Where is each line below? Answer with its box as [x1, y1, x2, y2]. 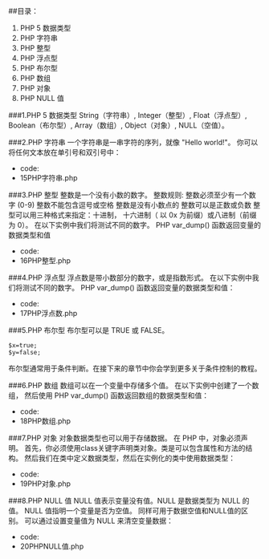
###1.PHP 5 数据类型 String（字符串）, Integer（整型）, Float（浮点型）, [8, 111, 247, 119]
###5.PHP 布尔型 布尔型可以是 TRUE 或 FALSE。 [8, 326, 169, 334]
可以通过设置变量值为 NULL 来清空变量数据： [23, 516, 174, 525]
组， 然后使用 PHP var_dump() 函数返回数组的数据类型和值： [8, 391, 210, 400]
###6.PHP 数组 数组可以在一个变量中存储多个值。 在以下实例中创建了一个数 [8, 381, 259, 390]
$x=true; [8, 342, 38, 350]
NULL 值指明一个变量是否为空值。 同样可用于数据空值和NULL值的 [23, 506, 242, 515]
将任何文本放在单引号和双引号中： [8, 148, 121, 157]
